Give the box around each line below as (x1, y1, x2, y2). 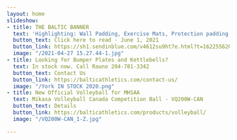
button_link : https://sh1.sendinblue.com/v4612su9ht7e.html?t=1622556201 (13, 43, 235, 50)
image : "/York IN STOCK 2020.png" (13, 83, 115, 90)
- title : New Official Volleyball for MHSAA (6, 89, 140, 96)
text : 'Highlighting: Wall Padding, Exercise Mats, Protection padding (13, 30, 229, 37)
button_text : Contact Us (13, 69, 86, 76)
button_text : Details (13, 103, 77, 110)
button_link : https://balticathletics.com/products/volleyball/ (13, 109, 207, 116)
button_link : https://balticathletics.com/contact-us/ (13, 76, 178, 83)
